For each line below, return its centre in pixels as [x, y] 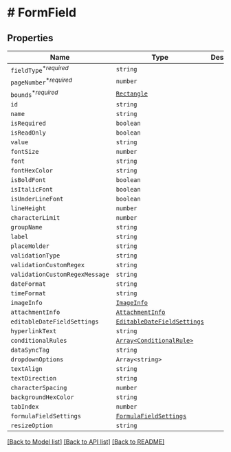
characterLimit [35, 217]
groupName [26, 227]
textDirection [34, 378]
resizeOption [32, 425]
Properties [30, 38]
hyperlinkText [34, 331]
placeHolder [30, 246]
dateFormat [28, 284]
